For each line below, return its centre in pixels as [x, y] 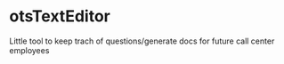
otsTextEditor [60, 16]
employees [29, 50]
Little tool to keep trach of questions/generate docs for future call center [142, 41]
